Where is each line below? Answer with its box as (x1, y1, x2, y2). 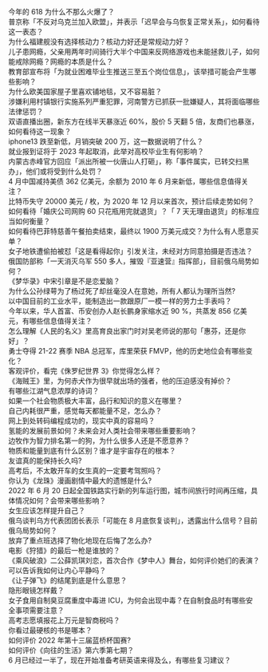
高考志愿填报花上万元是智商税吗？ (8, 615, 120, 625)
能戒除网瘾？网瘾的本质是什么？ (8, 57, 113, 66)
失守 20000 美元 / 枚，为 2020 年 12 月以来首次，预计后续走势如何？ (29, 196, 255, 206)
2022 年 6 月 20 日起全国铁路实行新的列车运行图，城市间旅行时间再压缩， (8, 486, 251, 495)
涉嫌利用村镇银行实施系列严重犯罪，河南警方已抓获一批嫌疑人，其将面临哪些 (8, 97, 260, 106)
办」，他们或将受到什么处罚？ (8, 167, 103, 176)
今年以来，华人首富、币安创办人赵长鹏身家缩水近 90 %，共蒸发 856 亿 (8, 306, 241, 315)
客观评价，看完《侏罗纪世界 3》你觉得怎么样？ (8, 366, 162, 375)
